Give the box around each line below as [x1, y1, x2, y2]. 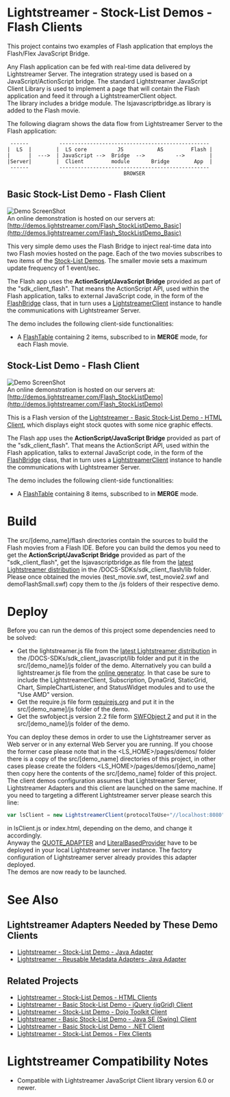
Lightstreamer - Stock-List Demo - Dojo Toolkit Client [16, 1008, 168, 1016]
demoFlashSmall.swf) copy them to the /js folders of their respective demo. [7, 580, 220, 588]
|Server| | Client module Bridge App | [7, 158, 213, 165]
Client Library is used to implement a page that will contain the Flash [7, 84, 200, 93]
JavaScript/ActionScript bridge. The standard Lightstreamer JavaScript [7, 77, 207, 85]
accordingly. [7, 831, 42, 840]
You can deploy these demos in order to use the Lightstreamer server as [7, 733, 212, 741]
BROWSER [123, 170, 146, 177]
